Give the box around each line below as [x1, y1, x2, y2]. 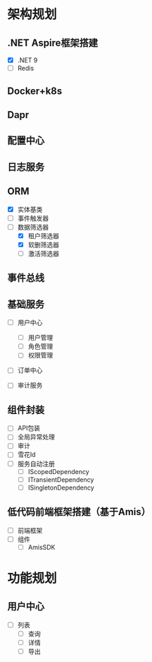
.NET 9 [17, 56, 38, 64]
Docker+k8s [7, 85, 63, 97]
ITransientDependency [27, 475, 94, 484]
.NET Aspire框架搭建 [7, 37, 99, 49]
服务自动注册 [17, 459, 55, 468]
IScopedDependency [27, 467, 89, 475]
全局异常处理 [17, 432, 55, 442]
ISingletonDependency [27, 483, 95, 492]
